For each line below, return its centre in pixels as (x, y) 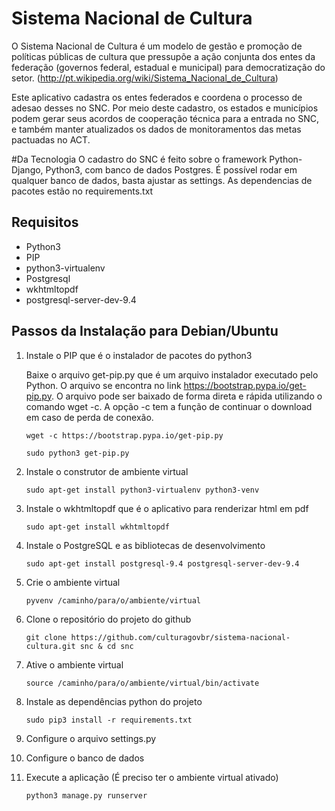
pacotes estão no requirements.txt (82, 191)
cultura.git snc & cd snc (79, 646)
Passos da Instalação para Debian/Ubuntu (145, 331)
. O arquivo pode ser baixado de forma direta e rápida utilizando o (186, 396)
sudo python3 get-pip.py (77, 453)
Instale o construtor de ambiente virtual (107, 471)
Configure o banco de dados (85, 758)
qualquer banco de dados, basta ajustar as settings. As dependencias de (162, 180)
